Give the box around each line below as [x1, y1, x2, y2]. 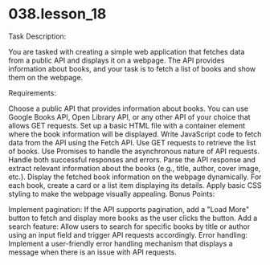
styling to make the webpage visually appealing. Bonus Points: [8, 189, 215, 198]
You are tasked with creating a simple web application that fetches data [8, 47, 245, 56]
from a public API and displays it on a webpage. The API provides [8, 55, 225, 65]
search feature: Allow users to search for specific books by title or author [8, 222, 251, 231]
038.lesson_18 [8, 5, 107, 23]
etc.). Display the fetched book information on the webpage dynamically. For [8, 172, 262, 181]
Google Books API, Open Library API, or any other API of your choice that [8, 112, 251, 121]
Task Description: [8, 31, 67, 41]
